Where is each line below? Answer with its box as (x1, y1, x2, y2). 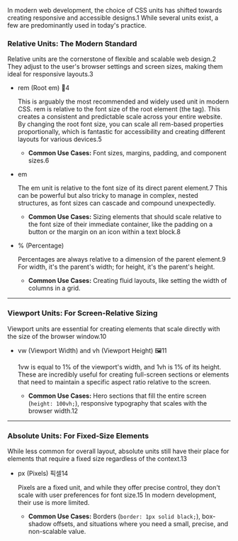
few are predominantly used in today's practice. (7, 21, 147, 29)
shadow (28, 519, 52, 528)
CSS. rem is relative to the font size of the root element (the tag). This (17, 105, 221, 113)
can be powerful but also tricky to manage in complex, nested (17, 191, 198, 200)
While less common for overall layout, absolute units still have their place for (7, 447, 229, 455)
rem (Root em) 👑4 (17, 84, 70, 92)
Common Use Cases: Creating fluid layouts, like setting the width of (28, 277, 227, 285)
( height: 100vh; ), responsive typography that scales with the (28, 398, 208, 407)
